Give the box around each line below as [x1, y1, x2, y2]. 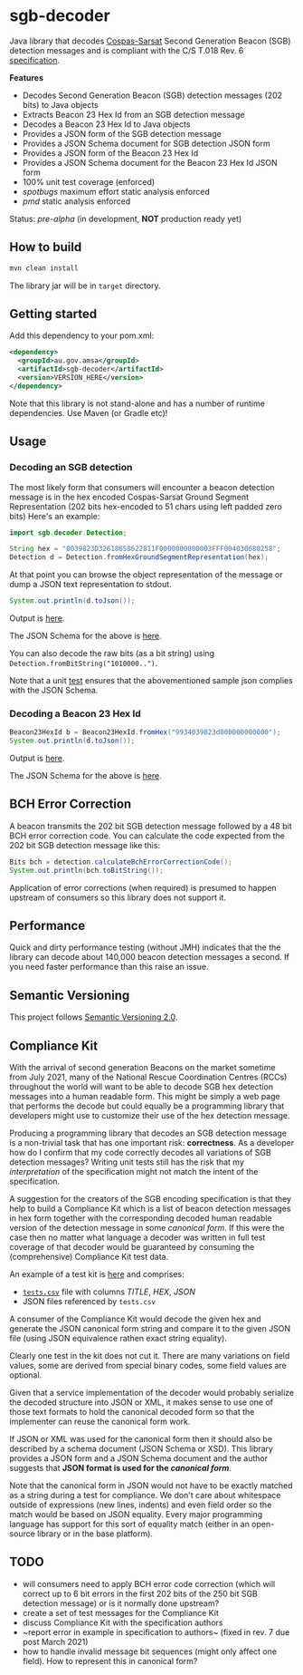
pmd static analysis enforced [22, 196, 131, 207]
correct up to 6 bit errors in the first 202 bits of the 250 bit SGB [22, 1588, 258, 1599]
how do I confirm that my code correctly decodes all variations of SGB [9, 1147, 271, 1158]
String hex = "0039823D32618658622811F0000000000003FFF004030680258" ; [9, 545, 281, 554]
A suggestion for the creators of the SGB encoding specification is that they [9, 1194, 292, 1205]
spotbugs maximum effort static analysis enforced [22, 186, 211, 197]
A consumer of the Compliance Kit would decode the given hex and [9, 1313, 261, 1324]
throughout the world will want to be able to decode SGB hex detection [9, 1081, 274, 1092]
